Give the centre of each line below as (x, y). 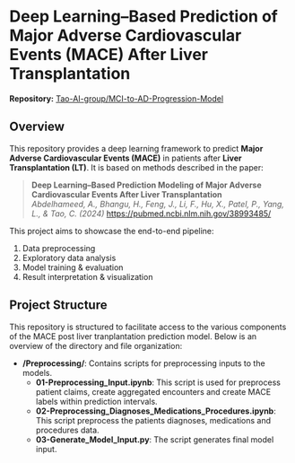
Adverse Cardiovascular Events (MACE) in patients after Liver (126, 158)
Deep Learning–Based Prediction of (143, 17)
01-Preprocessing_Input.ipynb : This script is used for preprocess (158, 382)
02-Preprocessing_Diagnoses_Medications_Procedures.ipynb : (156, 411)
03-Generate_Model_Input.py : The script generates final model (155, 439)
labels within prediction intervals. (97, 401)
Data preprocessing (59, 248)
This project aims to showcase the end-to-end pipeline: (112, 231)
